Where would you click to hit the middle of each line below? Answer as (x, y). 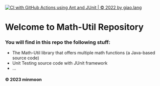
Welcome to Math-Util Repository (74, 27)
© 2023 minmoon (23, 80)
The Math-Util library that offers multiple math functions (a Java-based (84, 53)
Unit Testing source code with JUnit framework (60, 63)
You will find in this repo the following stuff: (58, 42)
